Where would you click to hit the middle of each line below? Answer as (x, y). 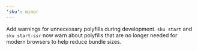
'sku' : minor (22, 12)
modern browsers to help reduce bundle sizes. (64, 41)
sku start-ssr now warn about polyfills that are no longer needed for (92, 35)
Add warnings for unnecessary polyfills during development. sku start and (99, 29)
